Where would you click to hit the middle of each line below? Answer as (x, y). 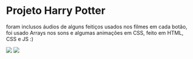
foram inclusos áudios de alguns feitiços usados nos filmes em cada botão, (97, 27)
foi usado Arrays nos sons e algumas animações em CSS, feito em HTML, (95, 32)
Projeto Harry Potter (56, 11)
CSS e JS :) (20, 39)
